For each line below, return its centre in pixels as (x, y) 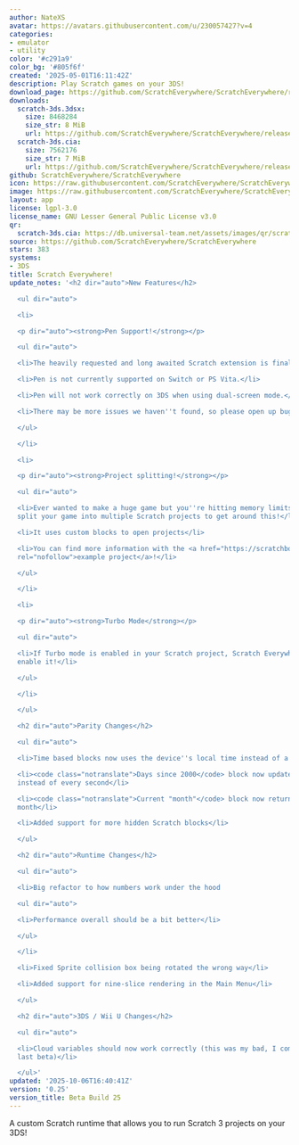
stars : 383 (29, 250)
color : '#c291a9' (41, 59)
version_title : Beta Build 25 (65, 1098)
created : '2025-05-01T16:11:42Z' (71, 76)
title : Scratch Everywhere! (61, 275)
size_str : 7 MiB (56, 158)
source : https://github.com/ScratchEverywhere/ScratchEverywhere (133, 242)
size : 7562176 (51, 150)
